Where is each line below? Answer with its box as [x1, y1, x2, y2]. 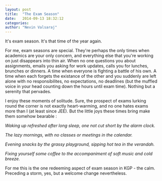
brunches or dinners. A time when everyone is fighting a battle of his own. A [5, 68, 157, 74]
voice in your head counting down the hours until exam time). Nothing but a [5, 84, 156, 89]
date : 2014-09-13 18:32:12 [5, 16, 64, 21]
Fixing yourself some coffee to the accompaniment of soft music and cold [5, 151, 153, 157]
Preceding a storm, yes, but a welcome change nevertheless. [5, 170, 127, 176]
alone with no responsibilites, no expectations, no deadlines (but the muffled [5, 78, 158, 84]
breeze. [5, 156, 20, 162]
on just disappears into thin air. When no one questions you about [5, 58, 136, 64]
